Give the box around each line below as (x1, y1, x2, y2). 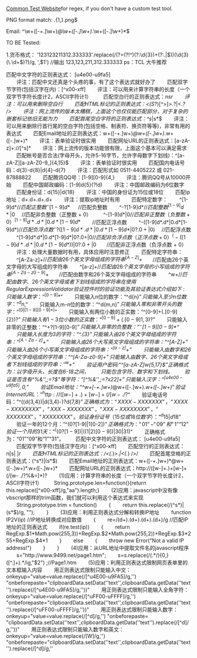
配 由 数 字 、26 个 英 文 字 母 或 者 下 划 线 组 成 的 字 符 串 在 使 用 (6, 278, 136, 285)
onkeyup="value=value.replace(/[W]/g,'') (6, 633, 106, 640)
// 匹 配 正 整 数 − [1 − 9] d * (16, 203, 71, 210)
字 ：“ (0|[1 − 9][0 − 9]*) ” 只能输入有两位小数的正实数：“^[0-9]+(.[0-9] (6, 307, 178, 315)
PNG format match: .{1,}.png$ (6, 16, 78, 23)
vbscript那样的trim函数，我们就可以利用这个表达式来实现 (6, 494, 144, 501)
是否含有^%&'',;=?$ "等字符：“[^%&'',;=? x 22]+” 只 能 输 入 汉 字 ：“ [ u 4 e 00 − (11, 375, 183, 382)
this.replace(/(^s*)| (138, 502, 184, 509)
